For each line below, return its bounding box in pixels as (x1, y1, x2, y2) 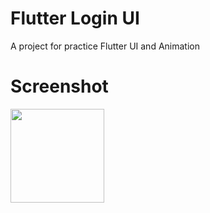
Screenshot (10, 75, 109, 98)
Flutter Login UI (10, 7, 140, 30)
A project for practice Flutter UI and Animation (10, 40, 200, 52)
